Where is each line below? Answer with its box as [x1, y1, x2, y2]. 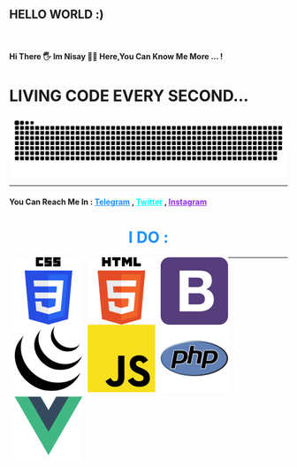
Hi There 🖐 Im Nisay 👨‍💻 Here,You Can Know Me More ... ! [9, 51, 224, 62]
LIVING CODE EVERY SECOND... [9, 86, 249, 105]
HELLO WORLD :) [9, 7, 104, 22]
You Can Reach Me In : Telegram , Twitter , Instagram [9, 196, 208, 207]
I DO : [127, 227, 170, 247]
